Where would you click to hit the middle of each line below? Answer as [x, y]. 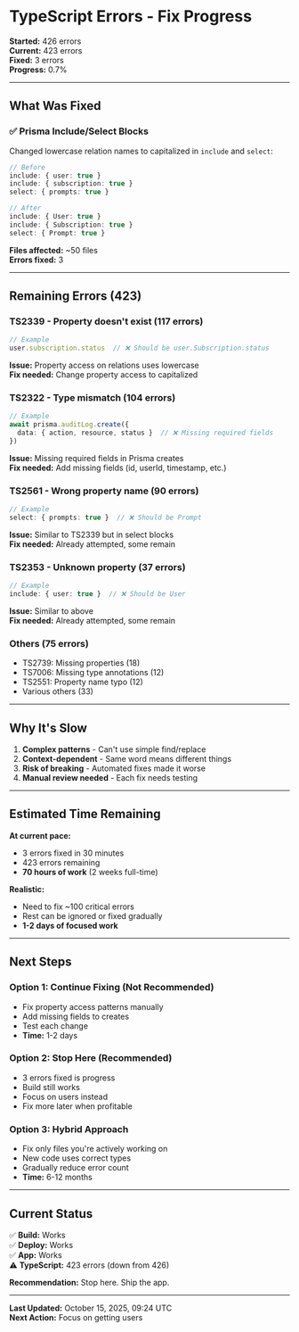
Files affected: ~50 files [53, 250]
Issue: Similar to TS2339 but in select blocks [92, 534]
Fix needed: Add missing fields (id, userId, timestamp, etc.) [118, 467]
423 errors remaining [61, 862]
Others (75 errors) [49, 643]
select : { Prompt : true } [57, 233]
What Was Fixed [55, 106]
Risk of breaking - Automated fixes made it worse [114, 768]
